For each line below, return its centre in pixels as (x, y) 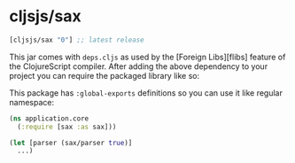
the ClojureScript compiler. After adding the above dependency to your (139, 66)
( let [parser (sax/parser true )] (71, 143)
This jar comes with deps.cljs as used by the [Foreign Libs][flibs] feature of (147, 57)
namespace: (32, 102)
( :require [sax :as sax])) (67, 127)
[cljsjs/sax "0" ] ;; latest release (77, 40)
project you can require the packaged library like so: (105, 75)
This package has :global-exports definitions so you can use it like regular (146, 93)
